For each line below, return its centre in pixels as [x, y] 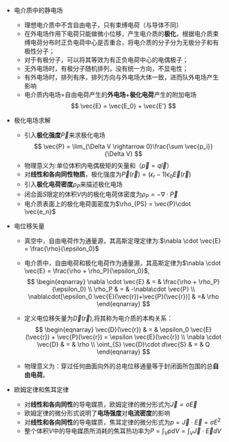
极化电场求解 [32, 120]
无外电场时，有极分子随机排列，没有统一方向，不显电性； [106, 69]
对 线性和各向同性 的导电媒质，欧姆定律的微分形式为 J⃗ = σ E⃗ [111, 404]
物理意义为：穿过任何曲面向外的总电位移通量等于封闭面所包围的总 [118, 366]
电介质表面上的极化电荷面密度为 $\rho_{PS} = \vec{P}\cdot [107, 204]
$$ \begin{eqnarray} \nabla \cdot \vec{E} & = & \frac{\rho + [112, 282]
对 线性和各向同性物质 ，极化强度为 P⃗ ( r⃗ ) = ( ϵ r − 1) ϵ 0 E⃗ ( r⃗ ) [108, 175]
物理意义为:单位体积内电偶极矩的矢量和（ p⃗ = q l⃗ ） [99, 165]
